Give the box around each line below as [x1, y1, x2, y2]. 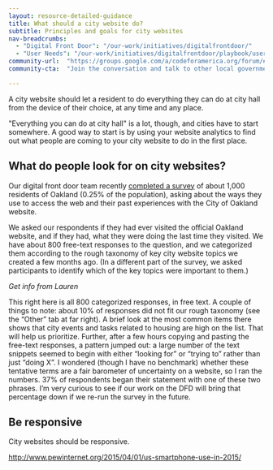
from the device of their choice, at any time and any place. [8, 102, 204, 112]
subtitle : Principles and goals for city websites [8, 27, 184, 35]
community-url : [8, 58, 60, 66]
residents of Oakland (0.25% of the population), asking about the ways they [8, 189, 262, 199]
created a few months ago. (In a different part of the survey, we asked [8, 257, 243, 266]
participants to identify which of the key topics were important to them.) [8, 265, 249, 275]
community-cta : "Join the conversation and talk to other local [8, 65, 234, 73]
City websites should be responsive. [8, 437, 130, 446]
